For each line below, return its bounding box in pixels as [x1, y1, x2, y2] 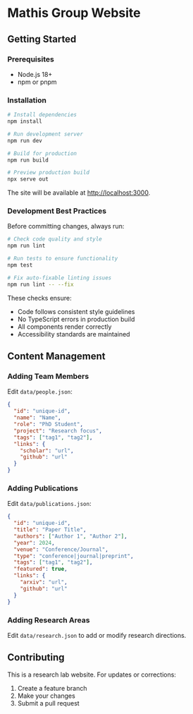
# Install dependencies [7, 111, 77, 119]
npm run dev [7, 137, 42, 144]
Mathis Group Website [7, 5, 141, 21]
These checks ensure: [7, 294, 72, 302]
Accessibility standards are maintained [17, 329, 130, 338]
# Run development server [7, 131, 83, 138]
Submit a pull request [17, 698, 80, 707]
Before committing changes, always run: [7, 222, 125, 231]
